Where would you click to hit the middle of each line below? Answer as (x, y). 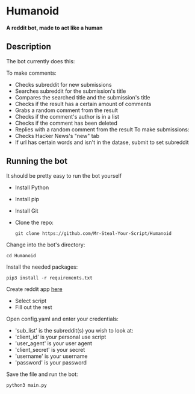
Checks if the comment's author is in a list (67, 116)
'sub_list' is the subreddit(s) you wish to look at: (74, 330)
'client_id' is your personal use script (60, 337)
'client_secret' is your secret (50, 349)
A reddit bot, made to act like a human (55, 28)
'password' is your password (51, 362)
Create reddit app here (34, 289)
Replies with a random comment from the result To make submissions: (102, 129)
